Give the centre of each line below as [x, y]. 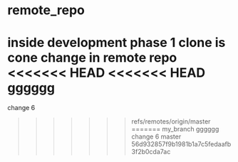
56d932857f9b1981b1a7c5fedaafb [181, 144]
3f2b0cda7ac [151, 152]
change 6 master [156, 136]
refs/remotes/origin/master [171, 121]
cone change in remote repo [92, 58]
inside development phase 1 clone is [117, 43]
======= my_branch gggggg [175, 129]
